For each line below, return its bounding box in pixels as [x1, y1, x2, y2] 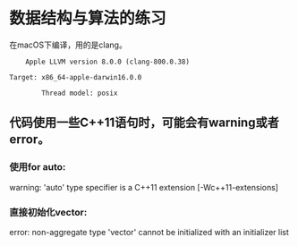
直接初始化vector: [9, 206, 88, 218]
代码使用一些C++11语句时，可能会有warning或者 [9, 115, 279, 131]
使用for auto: [9, 161, 66, 174]
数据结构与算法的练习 [9, 8, 167, 29]
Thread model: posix [41, 89, 118, 98]
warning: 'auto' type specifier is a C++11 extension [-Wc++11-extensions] [9, 182, 279, 192]
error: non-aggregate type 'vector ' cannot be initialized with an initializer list [9, 226, 289, 237]
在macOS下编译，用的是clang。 [9, 39, 127, 50]
